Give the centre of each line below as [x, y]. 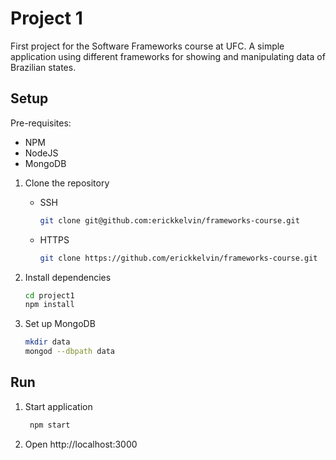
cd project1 [49, 295]
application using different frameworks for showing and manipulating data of [168, 56]
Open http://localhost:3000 [81, 444]
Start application [58, 406]
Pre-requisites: [41, 123]
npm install [49, 305]
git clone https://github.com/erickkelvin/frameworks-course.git [178, 258]
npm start [50, 425]
